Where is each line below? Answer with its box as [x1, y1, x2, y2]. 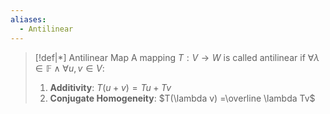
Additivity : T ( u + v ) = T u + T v [49, 81, 172, 93]
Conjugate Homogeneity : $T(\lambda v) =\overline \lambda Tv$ [49, 92, 316, 104]
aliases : [10, 14, 47, 25]
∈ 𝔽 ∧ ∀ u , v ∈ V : [34, 62, 105, 74]
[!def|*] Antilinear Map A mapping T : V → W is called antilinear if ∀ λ [34, 51, 320, 63]
